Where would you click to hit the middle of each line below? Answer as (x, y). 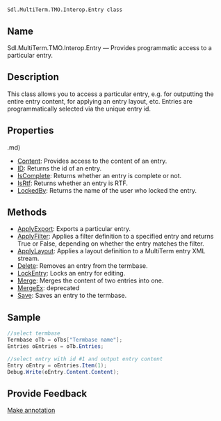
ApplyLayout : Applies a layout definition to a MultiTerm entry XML (111, 251)
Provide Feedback (47, 394)
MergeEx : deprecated (48, 288)
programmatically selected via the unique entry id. (79, 109)
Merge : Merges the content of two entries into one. (90, 280)
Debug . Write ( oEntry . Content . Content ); (63, 372)
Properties (31, 130)
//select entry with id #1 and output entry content (85, 359)
